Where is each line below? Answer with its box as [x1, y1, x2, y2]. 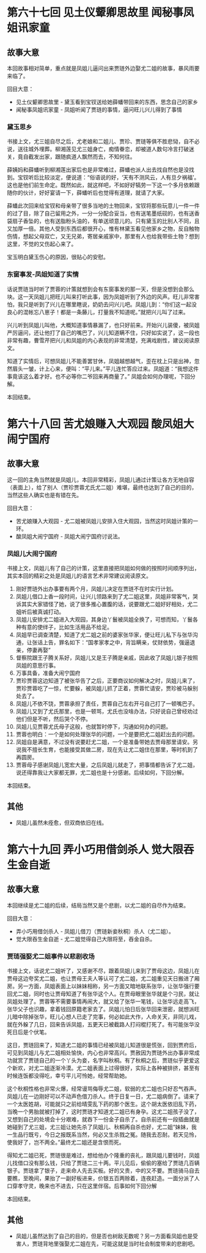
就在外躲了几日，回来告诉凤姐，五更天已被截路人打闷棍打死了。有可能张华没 [7, 1021, 200, 1028]
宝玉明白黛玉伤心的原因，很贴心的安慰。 [7, 254, 109, 261]
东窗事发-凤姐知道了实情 [7, 270, 79, 279]
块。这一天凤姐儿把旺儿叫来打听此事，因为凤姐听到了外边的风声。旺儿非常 [7, 293, 194, 300]
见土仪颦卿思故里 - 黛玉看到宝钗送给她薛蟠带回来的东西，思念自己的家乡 [15, 99, 199, 105]
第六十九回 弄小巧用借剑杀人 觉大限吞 [7, 843, 194, 856]
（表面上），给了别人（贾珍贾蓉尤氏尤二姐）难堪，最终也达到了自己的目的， [7, 483, 197, 491]
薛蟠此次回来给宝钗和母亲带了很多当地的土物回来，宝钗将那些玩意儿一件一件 [7, 202, 200, 209]
